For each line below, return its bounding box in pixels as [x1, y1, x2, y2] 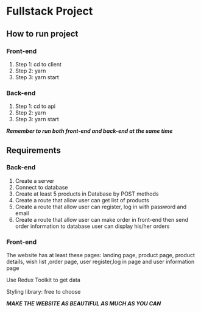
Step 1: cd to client [15, 60, 62, 68]
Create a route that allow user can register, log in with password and [15, 203, 187, 210]
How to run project [6, 29, 79, 39]
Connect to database [15, 183, 68, 191]
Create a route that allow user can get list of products [15, 196, 149, 204]
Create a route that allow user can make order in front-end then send [15, 216, 189, 223]
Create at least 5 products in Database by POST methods [15, 190, 159, 197]
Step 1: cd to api [15, 102, 56, 110]
